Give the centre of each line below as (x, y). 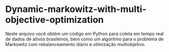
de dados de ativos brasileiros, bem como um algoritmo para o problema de (84, 39)
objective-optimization (55, 20)
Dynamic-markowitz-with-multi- (76, 9)
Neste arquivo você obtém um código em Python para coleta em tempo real (84, 33)
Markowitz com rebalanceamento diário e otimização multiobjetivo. (75, 44)
